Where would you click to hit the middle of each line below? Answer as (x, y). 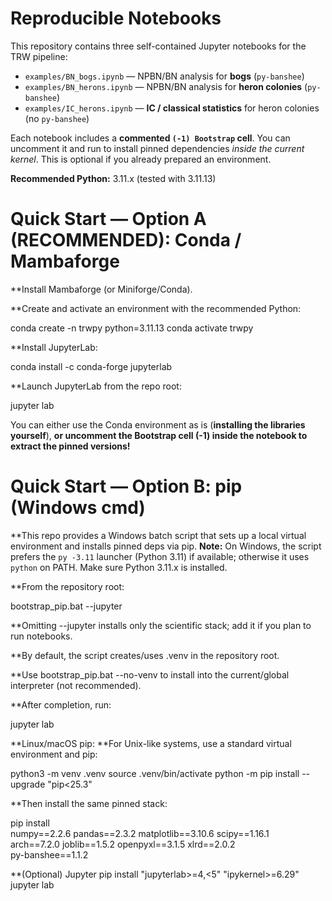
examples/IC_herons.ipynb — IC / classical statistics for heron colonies (172, 108)
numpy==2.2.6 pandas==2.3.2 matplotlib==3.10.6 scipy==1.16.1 (140, 833)
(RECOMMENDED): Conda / (126, 240)
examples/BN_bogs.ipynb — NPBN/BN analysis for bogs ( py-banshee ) (164, 76)
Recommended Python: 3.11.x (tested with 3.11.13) (113, 178)
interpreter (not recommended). (76, 685)
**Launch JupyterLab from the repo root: (96, 386)
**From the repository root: (67, 586)
